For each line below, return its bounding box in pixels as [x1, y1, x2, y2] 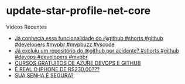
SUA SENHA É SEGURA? [14, 72, 74, 79]
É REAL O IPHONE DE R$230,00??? [14, 65, 100, 72]
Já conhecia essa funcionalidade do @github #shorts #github [14, 34, 163, 41]
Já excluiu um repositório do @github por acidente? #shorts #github [14, 47, 180, 54]
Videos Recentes [6, 23, 47, 30]
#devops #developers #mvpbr [14, 53, 88, 60]
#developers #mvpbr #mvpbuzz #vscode [14, 41, 115, 48]
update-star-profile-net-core [6, 4, 151, 17]
